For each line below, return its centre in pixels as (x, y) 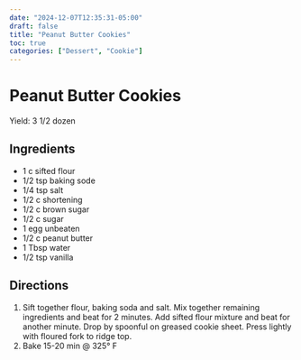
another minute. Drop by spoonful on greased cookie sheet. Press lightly (157, 327)
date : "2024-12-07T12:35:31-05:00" (76, 18)
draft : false (34, 26)
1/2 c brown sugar (56, 209)
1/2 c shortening (52, 199)
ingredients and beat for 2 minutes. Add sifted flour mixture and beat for (156, 317)
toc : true (28, 43)
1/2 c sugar (43, 218)
